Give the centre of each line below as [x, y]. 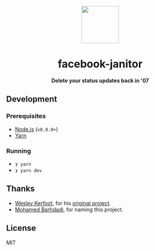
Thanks [21, 189]
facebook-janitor [100, 64]
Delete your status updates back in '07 [100, 80]
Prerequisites [26, 116]
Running [19, 150]
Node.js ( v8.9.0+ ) [36, 129]
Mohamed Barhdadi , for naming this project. [69, 209]
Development [32, 99]
